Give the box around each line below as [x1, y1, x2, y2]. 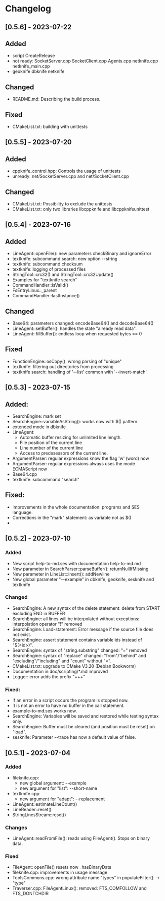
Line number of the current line [19, 445, 83, 451]
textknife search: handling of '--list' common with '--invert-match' [12, 369, 147, 375]
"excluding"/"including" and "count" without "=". [12, 658, 112, 664]
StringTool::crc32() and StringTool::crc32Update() [12, 271, 114, 278]
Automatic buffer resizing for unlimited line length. [19, 435, 122, 441]
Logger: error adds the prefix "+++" [12, 673, 85, 680]
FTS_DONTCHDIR [12, 891, 49, 897]
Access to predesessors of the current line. [19, 450, 108, 456]
